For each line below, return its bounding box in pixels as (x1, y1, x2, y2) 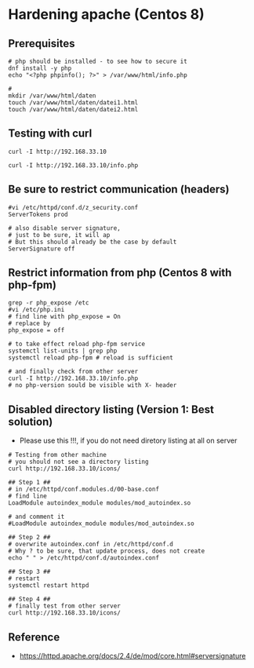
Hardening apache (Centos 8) (8, 5, 205, 24)
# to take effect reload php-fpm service (8, 340, 146, 349)
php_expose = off (8, 327, 65, 334)
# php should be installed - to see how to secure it (8, 57, 188, 65)
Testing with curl (8, 127, 93, 141)
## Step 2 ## (8, 534, 51, 542)
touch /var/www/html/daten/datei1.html (8, 99, 139, 107)
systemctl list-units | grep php (8, 347, 118, 355)
